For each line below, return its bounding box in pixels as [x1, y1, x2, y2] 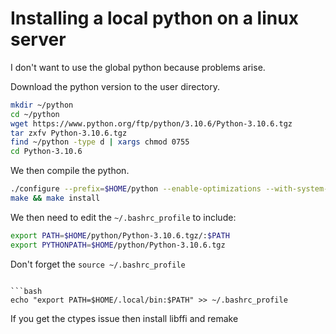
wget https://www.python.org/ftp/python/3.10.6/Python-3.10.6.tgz [10, 118, 293, 129]
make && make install [10, 193, 101, 204]
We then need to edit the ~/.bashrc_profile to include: [10, 211, 237, 223]
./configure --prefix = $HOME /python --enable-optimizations [10, 184, 262, 194]
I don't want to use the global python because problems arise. [10, 61, 266, 73]
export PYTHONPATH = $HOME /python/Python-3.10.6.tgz [10, 240, 226, 250]
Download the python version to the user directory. [10, 80, 221, 92]
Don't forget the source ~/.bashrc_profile [10, 258, 186, 270]
